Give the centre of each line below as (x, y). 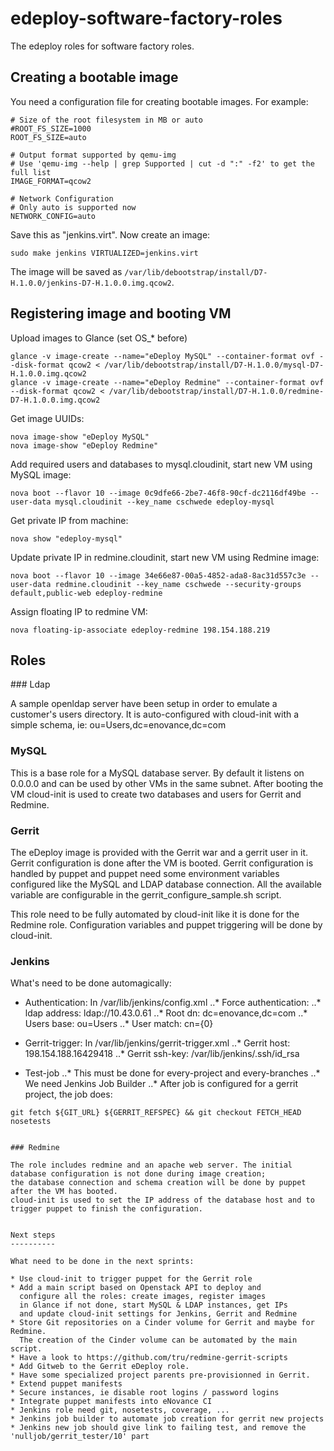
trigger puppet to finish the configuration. (106, 1209)
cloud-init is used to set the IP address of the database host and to (162, 1200)
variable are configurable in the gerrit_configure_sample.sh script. (146, 894)
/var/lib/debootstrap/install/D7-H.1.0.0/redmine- (216, 391)
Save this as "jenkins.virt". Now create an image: (110, 234)
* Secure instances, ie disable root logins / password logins (145, 1393)
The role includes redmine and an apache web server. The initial (151, 1165)
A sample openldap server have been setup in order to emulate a (144, 704)
